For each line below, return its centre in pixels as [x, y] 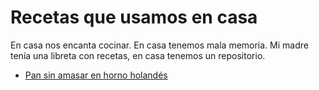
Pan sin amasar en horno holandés [96, 75]
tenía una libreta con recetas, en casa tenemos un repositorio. [138, 55]
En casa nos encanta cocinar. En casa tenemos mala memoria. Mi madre [159, 45]
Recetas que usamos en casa [134, 17]
